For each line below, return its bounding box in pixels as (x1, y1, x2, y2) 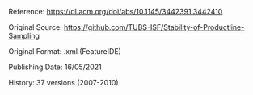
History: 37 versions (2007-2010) (8, 78, 119, 87)
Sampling (8, 31, 40, 40)
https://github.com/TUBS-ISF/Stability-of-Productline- (63, 23, 245, 31)
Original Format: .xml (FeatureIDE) (8, 47, 121, 56)
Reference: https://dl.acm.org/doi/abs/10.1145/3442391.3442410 (8, 7, 223, 16)
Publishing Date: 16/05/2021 (8, 62, 103, 72)
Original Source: (8, 23, 62, 31)
